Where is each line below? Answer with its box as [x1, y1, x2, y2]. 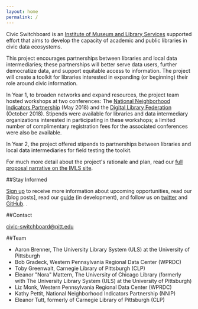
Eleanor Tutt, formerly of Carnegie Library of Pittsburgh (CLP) [14, 296, 165, 303]
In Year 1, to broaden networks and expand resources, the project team [6, 91, 179, 98]
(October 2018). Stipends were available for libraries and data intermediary [6, 110, 188, 117]
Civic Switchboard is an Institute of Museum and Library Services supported [6, 30, 192, 37]
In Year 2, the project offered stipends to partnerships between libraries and [6, 140, 191, 147]
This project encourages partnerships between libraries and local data [6, 54, 177, 62]
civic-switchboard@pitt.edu [6, 223, 74, 230]
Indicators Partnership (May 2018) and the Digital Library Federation [6, 104, 172, 111]
